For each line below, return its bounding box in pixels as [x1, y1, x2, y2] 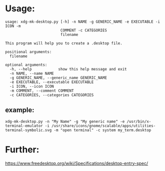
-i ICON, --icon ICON [9, 84, 54, 89]
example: [5, 106, 35, 114]
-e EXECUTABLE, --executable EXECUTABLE [9, 79, 94, 84]
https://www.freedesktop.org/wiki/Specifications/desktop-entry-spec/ [5, 160, 148, 166]
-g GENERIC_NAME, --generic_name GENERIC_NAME [9, 75, 107, 80]
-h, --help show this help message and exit [9, 67, 127, 71]
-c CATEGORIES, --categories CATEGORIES [9, 92, 94, 98]
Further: [5, 144, 40, 155]
